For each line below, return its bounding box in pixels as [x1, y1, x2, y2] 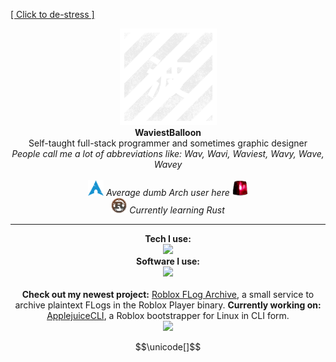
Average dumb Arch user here [106, 187, 230, 198]
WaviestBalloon [134, 127, 202, 138]
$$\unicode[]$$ [134, 341, 202, 353]
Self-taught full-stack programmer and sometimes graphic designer [28, 137, 308, 149]
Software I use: [135, 255, 200, 267]
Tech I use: [144, 233, 192, 244]
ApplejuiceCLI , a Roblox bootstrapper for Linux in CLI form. [46, 310, 290, 321]
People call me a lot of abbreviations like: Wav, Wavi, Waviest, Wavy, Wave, [11, 148, 325, 159]
